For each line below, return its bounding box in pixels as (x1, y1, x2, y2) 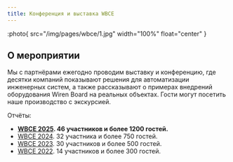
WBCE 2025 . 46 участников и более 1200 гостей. (17, 125, 168, 133)
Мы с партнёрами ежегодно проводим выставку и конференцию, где (7, 68, 216, 77)
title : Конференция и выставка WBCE (7, 10, 114, 17)
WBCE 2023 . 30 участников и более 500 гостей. (17, 140, 162, 148)
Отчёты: (7, 111, 32, 119)
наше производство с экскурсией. (7, 98, 111, 106)
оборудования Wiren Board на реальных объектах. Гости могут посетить (7, 90, 227, 98)
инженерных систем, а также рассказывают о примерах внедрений (7, 83, 213, 91)
